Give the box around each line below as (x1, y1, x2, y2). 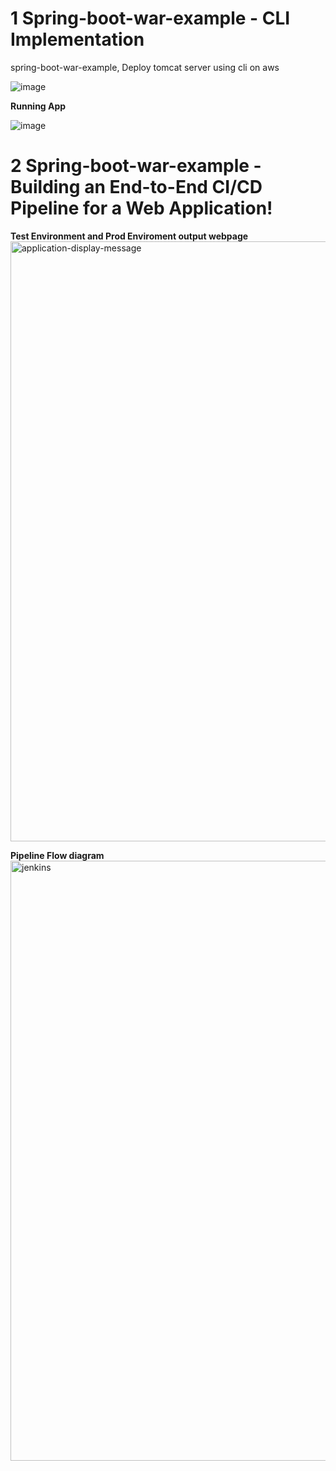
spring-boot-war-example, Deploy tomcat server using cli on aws (10, 61, 280, 73)
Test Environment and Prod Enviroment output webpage (10, 230, 249, 242)
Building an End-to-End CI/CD (10, 176, 263, 199)
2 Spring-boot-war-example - (10, 155, 262, 177)
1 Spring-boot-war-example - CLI (10, 7, 291, 30)
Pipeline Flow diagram (10, 849, 105, 861)
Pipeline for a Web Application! (10, 197, 273, 220)
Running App (10, 100, 67, 112)
